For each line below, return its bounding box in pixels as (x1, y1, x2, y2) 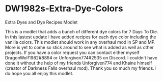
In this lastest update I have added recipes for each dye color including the (5, 34, 156, 40)
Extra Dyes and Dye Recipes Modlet (5, 19, 78, 25)
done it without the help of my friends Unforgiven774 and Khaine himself (5, 60, 152, 66)
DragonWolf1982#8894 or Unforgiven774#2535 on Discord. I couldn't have (5, 54, 158, 60)
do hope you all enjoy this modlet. (5, 70, 74, 76)
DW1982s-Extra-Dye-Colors (5, 3, 123, 14)
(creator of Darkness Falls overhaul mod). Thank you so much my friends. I (5, 65, 157, 71)
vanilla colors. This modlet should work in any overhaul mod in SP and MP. (5, 39, 156, 45)
